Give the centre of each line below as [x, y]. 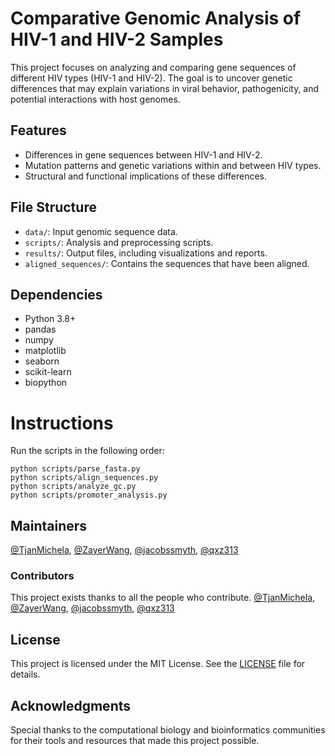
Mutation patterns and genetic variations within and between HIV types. [173, 165]
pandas [40, 329]
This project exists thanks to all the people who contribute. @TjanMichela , [163, 598]
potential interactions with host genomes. [95, 99]
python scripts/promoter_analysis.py [89, 495]
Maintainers [49, 525]
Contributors [42, 576]
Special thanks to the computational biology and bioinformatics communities [168, 730]
